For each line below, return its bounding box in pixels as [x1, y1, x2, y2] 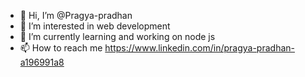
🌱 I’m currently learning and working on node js [19, 31, 216, 42]
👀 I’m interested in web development [19, 20, 171, 32]
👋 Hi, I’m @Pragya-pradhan [19, 10, 133, 21]
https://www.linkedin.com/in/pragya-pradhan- [104, 42, 295, 54]
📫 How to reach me [19, 42, 103, 54]
